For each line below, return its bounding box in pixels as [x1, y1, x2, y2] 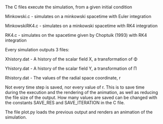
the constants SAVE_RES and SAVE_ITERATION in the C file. [5, 100, 125, 106]
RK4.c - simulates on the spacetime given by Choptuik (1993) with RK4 [5, 32, 147, 38]
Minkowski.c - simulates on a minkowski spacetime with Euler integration [5, 14, 152, 19]
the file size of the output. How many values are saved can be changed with [5, 94, 157, 100]
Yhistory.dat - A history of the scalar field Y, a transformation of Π [5, 65, 137, 71]
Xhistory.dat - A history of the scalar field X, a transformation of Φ [5, 56, 138, 62]
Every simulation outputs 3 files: [5, 47, 70, 52]
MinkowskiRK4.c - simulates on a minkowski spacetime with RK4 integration [5, 23, 158, 29]
